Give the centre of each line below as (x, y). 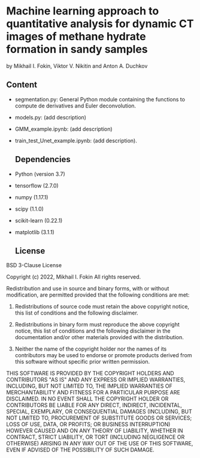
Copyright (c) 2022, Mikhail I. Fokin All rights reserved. (74, 277)
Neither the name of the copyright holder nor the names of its (91, 349)
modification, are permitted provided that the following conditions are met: (98, 295)
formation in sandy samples (77, 50)
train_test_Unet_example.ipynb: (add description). (76, 140)
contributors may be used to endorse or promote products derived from (103, 355)
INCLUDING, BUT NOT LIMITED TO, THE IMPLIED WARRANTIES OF (89, 386)
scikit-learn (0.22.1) (39, 220)
